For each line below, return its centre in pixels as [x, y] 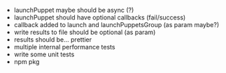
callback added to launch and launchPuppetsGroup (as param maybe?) [116, 25]
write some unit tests [44, 54]
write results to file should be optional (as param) [85, 32]
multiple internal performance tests [64, 47]
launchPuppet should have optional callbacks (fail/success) [100, 17]
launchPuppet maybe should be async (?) [74, 10]
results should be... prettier [53, 40]
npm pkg [27, 62]
